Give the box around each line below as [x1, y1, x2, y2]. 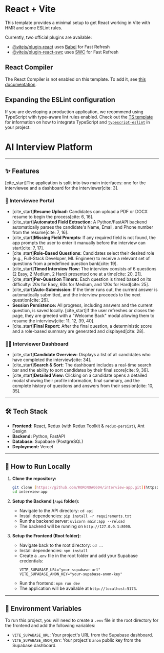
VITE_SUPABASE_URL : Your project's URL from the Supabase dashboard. [12, 632, 154, 638]
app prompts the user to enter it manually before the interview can [12, 240, 146, 245]
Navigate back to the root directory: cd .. [19, 542, 103, 548]
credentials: [19, 558, 43, 564]
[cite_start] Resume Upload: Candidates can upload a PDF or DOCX [12, 208, 148, 214]
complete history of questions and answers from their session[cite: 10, [12, 383, 154, 388]
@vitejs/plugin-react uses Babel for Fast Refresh [12, 44, 110, 49]
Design [12, 428, 27, 434]
